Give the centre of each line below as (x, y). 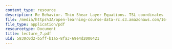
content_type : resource (31, 10)
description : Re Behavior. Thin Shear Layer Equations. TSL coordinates (84, 15)
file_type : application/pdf (35, 24)
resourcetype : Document (31, 29)
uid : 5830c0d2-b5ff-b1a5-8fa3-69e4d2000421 (52, 39)
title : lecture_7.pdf (28, 34)
